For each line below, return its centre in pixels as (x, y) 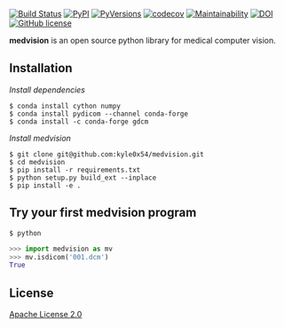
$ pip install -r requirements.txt (75, 170)
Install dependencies (47, 90)
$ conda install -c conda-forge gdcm (79, 121)
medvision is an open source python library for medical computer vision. (143, 40)
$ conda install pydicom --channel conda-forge (99, 114)
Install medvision (40, 138)
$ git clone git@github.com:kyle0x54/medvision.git (106, 154)
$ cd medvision (37, 162)
